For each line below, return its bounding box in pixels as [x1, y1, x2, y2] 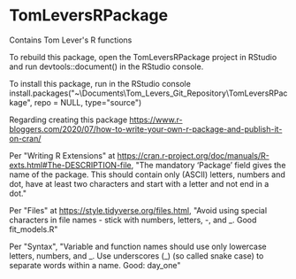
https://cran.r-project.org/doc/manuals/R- [117, 150, 269, 160]
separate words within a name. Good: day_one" [9, 260, 181, 270]
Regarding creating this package [9, 114, 128, 125]
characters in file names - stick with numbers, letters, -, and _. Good [9, 214, 257, 225]
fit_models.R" [9, 223, 58, 235]
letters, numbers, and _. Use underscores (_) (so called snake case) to [9, 250, 264, 261]
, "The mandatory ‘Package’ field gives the [131, 159, 286, 170]
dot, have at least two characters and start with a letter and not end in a [9, 178, 269, 189]
